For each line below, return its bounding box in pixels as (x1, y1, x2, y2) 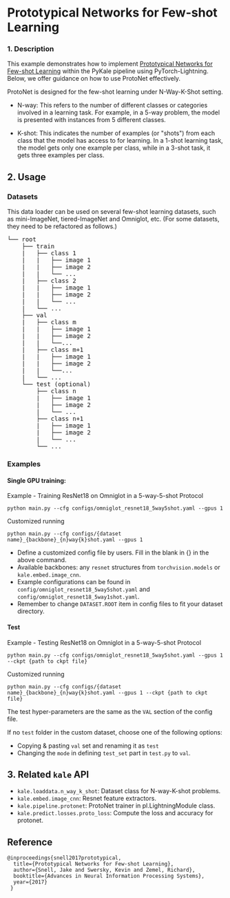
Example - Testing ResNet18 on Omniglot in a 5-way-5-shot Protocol (7, 638, 202, 646)
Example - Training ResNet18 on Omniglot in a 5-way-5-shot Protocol (7, 492, 204, 500)
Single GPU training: (7, 476, 67, 484)
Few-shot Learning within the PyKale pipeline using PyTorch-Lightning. (7, 67, 209, 75)
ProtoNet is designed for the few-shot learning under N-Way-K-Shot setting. (7, 88, 223, 96)
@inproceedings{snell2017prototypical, (7, 855, 122, 861)
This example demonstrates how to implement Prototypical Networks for (7, 60, 213, 68)
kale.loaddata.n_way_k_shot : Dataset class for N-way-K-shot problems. (17, 787, 221, 795)
